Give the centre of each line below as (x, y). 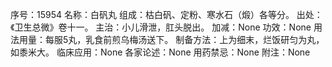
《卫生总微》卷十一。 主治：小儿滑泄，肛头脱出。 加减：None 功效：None (161, 27)
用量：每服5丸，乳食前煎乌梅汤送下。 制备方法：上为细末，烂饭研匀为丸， (171, 39)
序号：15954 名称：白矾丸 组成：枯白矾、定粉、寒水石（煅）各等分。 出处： (166, 14)
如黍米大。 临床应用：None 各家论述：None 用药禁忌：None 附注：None (160, 52)
